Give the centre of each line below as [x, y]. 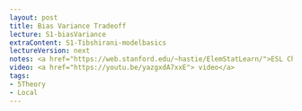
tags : [19, 76]
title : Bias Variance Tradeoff [68, 26]
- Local [24, 92]
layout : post [34, 17]
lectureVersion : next [50, 51]
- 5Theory [28, 84]
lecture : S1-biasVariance [58, 34]
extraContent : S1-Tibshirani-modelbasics [88, 43]
